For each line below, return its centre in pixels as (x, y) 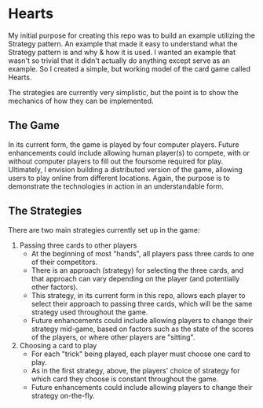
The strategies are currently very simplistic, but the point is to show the (123, 92)
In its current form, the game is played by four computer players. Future (124, 144)
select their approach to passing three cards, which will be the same (142, 303)
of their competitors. (64, 262)
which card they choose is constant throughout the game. (125, 379)
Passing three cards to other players (78, 245)
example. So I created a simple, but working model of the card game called (130, 68)
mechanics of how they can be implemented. (81, 101)
